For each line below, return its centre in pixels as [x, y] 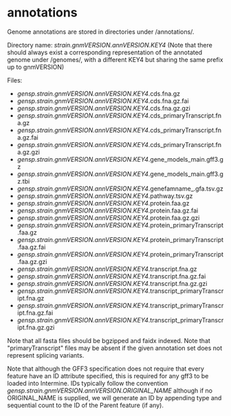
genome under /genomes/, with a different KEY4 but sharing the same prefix [115, 59]
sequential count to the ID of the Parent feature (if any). [85, 405]
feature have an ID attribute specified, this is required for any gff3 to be [108, 375]
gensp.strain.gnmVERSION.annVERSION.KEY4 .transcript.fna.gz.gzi [112, 283]
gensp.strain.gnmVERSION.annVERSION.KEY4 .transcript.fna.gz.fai [111, 276]
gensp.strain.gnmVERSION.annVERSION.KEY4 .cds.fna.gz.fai [103, 100]
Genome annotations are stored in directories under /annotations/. [101, 32]
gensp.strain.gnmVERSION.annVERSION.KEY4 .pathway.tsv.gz [105, 196]
